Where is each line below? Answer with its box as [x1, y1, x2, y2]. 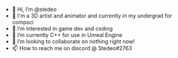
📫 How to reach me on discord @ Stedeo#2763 [12, 45, 132, 51]
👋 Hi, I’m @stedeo [12, 6, 57, 13]
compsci [12, 19, 34, 25]
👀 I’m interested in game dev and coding [12, 25, 113, 32]
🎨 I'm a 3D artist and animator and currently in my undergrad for [12, 12, 173, 19]
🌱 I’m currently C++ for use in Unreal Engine [12, 31, 123, 39]
